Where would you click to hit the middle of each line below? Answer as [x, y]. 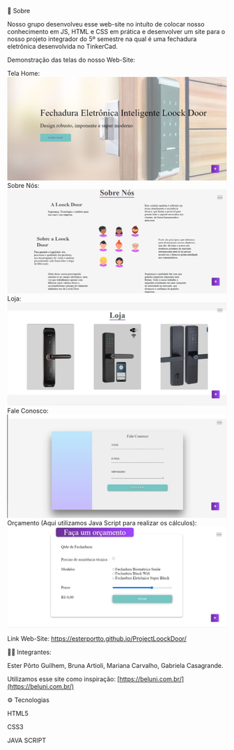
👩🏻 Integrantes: [29, 652]
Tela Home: [24, 73]
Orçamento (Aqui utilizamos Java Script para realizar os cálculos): [102, 522]
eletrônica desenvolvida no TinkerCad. [63, 46]
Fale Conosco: [28, 410]
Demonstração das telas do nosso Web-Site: [71, 60]
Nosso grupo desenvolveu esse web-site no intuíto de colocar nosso [106, 24]
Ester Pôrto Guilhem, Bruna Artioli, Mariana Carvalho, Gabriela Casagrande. [116, 666]
